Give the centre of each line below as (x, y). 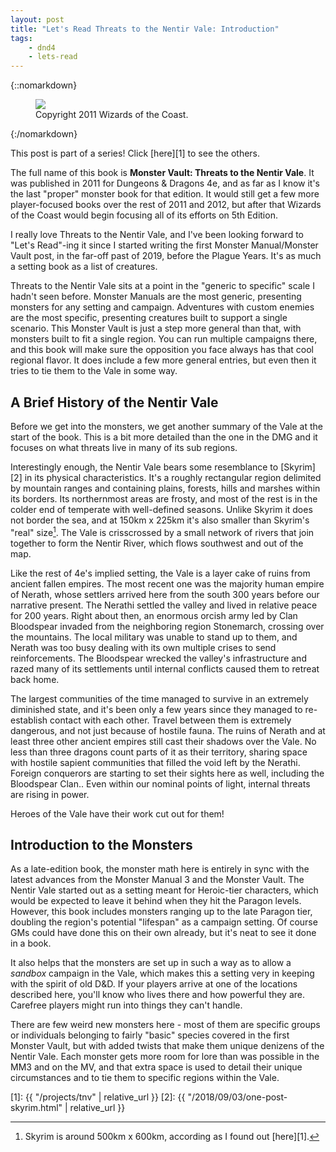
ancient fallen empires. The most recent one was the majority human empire (167, 583)
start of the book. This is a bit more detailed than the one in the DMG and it (164, 437)
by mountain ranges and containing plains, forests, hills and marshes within (165, 488)
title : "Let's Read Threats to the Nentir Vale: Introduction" (145, 29)
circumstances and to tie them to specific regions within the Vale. (145, 1078)
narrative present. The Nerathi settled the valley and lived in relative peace (164, 605)
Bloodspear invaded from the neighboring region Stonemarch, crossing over (167, 626)
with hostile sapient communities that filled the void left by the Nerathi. (155, 762)
